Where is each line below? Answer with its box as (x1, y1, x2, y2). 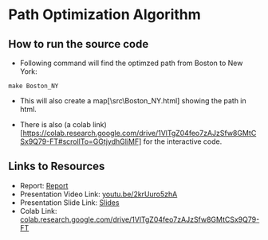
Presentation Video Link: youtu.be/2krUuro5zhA (19, 189, 178, 199)
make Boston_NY (8, 82, 59, 90)
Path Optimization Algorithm (8, 6, 201, 24)
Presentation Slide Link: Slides (19, 197, 120, 207)
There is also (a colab (19, 120, 92, 129)
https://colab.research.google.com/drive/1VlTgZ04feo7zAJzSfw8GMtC (22, 129, 257, 137)
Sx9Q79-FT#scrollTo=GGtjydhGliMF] (19, 137, 142, 146)
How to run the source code (8, 37, 149, 51)
